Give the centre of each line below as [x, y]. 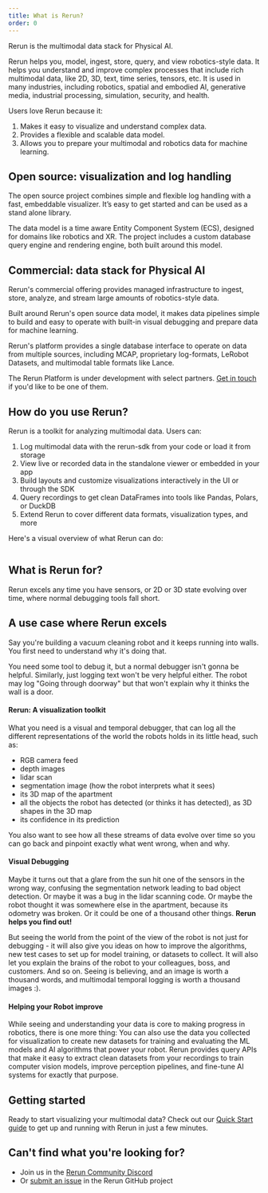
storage [32, 455]
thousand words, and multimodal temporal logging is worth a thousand [124, 979]
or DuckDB [37, 506]
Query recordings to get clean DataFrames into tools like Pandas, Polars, [139, 497]
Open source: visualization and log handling [120, 176]
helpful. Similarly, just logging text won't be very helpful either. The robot [128, 674]
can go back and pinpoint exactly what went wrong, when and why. [119, 843]
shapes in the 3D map [56, 811]
